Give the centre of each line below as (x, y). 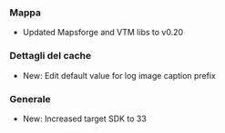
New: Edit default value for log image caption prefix (119, 75)
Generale (31, 99)
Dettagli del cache (51, 56)
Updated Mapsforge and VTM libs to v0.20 (103, 33)
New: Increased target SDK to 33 (85, 119)
